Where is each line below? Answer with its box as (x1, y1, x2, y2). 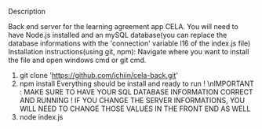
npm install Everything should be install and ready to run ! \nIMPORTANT (19, 79, 255, 88)
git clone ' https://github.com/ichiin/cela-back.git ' (19, 71, 179, 79)
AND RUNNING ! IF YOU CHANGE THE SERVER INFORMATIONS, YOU (19, 96, 246, 105)
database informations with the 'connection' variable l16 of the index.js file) (8, 39, 251, 48)
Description (8, 7, 45, 16)
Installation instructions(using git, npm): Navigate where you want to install (8, 47, 249, 56)
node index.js (19, 112, 64, 121)
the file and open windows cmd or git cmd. (8, 55, 147, 64)
